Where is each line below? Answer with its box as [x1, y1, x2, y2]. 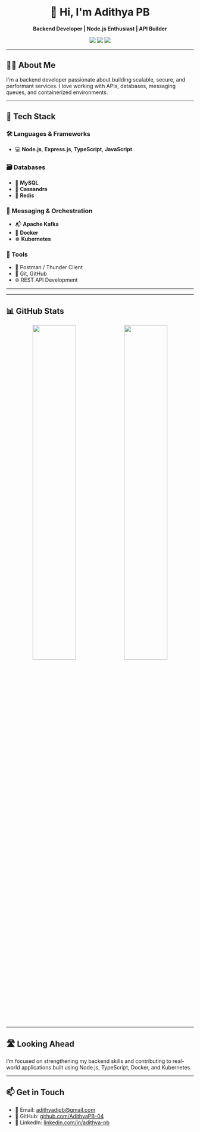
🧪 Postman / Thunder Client [14, 264, 83, 271]
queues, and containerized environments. [6, 89, 108, 96]
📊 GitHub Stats [6, 306, 64, 316]
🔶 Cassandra [14, 185, 48, 192]
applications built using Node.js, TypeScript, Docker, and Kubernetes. [21, 1064, 192, 1071]
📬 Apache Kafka [14, 220, 59, 228]
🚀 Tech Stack [6, 111, 56, 121]
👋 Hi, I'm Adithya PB [50, 5, 150, 19]
